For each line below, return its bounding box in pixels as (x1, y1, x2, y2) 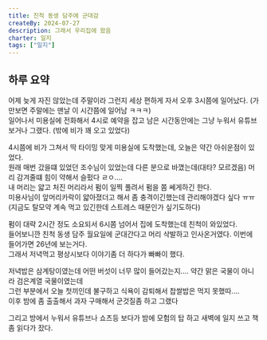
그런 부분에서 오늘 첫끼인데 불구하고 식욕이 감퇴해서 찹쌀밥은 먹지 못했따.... (8, 286, 240, 295)
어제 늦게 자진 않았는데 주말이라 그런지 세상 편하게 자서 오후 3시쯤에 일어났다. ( (8, 95, 253, 105)
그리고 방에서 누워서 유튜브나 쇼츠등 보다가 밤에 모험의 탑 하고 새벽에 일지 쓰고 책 (8, 313, 259, 322)
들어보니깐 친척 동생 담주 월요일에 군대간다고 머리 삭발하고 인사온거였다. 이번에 (8, 229, 253, 239)
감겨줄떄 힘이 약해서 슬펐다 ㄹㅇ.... (16, 172, 124, 182)
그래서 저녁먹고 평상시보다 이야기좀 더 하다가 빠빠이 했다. (8, 249, 185, 259)
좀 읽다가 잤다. (8, 322, 53, 332)
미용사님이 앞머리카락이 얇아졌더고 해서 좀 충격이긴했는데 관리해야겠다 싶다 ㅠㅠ (8, 192, 256, 202)
